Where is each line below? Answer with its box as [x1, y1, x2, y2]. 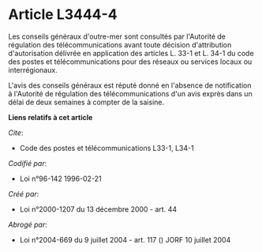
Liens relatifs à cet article [8, 112, 93, 122]
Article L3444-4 [8, 6, 118, 24]
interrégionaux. [8, 65, 58, 74]
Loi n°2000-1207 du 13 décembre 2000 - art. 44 [19, 204, 178, 214]
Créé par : [8, 189, 39, 198]
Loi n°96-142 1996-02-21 [19, 174, 102, 183]
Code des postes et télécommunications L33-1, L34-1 [19, 143, 195, 152]
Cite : [8, 128, 24, 137]
